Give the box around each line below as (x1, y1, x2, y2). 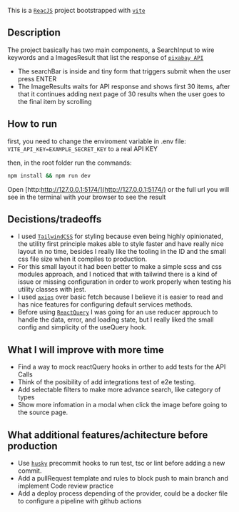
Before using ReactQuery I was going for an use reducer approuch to (17, 308, 218, 317)
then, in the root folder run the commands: (7, 158, 132, 167)
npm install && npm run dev (7, 172, 91, 179)
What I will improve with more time (7, 344, 164, 356)
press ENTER (17, 74, 57, 83)
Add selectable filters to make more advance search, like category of (17, 385, 221, 394)
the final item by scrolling (17, 97, 92, 106)
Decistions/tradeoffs (7, 213, 102, 225)
